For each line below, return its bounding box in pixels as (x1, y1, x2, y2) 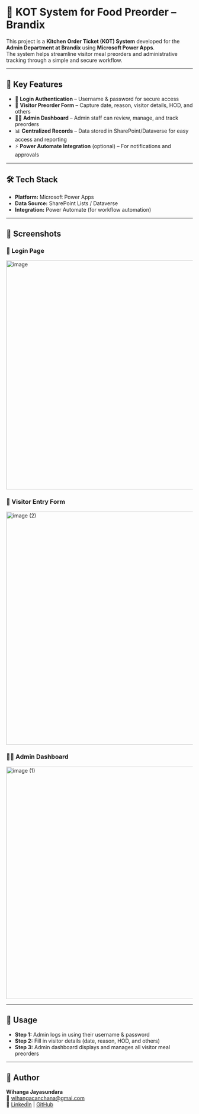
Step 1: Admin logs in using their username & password (14, 1031, 150, 1038)
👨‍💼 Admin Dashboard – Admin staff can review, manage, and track (14, 114, 179, 121)
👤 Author (6, 1073, 40, 1083)
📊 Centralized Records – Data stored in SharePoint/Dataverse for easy (14, 127, 189, 134)
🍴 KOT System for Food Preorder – (6, 5, 176, 19)
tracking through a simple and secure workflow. (6, 57, 123, 64)
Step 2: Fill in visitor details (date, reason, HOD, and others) (14, 1037, 160, 1044)
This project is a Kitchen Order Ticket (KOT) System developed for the (6, 37, 180, 45)
